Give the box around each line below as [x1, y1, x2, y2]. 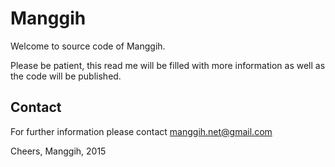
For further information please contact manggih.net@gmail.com [10, 125, 273, 137]
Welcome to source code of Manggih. [10, 40, 166, 52]
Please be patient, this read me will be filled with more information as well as [10, 59, 326, 71]
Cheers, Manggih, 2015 [10, 145, 107, 157]
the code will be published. [10, 70, 122, 82]
